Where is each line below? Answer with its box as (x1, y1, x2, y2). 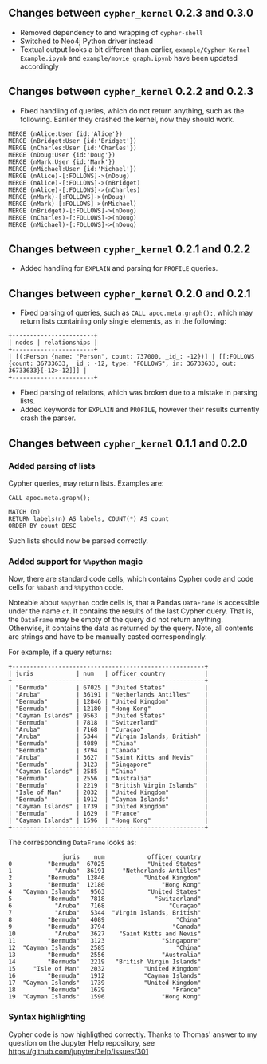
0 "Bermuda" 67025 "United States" (8, 860, 202, 868)
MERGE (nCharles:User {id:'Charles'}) (8, 144, 137, 152)
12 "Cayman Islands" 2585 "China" (8, 944, 202, 952)
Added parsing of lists (8, 460, 96, 471)
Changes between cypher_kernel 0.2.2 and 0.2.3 (8, 85, 253, 98)
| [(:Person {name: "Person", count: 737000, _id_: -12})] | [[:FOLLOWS (8, 353, 255, 361)
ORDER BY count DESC (8, 522, 77, 530)
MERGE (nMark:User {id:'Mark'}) (8, 157, 116, 166)
